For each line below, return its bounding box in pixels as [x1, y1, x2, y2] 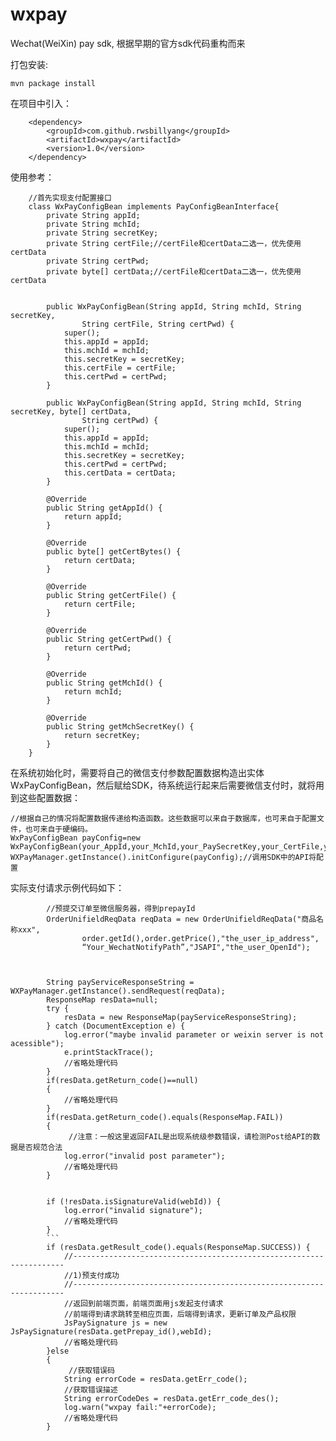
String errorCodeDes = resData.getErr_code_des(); [63, 1393, 280, 1403]
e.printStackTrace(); [63, 1047, 155, 1057]
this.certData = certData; [63, 468, 177, 478]
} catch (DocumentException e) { [46, 1021, 186, 1031]
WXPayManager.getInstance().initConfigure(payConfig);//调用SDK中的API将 [10, 852, 317, 862]
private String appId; [46, 210, 141, 220]
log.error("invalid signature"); [63, 1205, 203, 1215]
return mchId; [63, 686, 123, 697]
